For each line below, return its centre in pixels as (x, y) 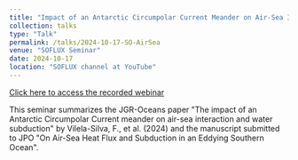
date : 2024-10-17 (41, 59)
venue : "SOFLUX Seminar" (55, 51)
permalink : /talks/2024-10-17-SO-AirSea (85, 42)
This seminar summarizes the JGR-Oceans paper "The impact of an (133, 109)
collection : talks (43, 26)
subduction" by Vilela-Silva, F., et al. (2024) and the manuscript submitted (145, 128)
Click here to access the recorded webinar (87, 92)
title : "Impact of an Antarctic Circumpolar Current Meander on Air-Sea (146, 17)
